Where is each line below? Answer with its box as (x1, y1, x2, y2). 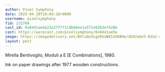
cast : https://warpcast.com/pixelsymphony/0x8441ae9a (5, 30, 118, 35)
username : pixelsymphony (5, 16, 56, 21)
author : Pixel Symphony (5, 7, 54, 12)
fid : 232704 (5, 20, 29, 26)
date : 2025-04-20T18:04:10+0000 (5, 12, 71, 17)
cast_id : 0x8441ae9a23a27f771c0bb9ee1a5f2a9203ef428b (5, 25, 118, 30)
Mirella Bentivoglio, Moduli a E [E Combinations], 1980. (5, 52, 115, 58)
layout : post (5, 39, 32, 44)
